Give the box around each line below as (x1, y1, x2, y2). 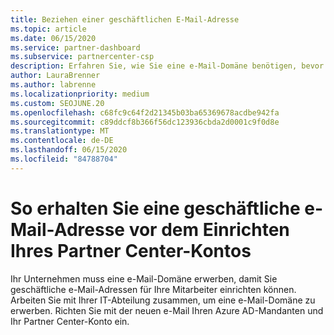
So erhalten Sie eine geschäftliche (10, 197, 301, 220)
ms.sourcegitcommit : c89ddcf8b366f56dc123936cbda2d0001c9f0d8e (10, 117, 280, 127)
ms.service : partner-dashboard (10, 42, 141, 53)
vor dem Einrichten (128, 218, 290, 241)
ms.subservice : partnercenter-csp (10, 52, 155, 62)
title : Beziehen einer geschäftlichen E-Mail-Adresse (10, 14, 240, 25)
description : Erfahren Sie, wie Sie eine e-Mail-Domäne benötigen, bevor (10, 61, 325, 71)
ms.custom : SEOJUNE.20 (10, 98, 105, 108)
